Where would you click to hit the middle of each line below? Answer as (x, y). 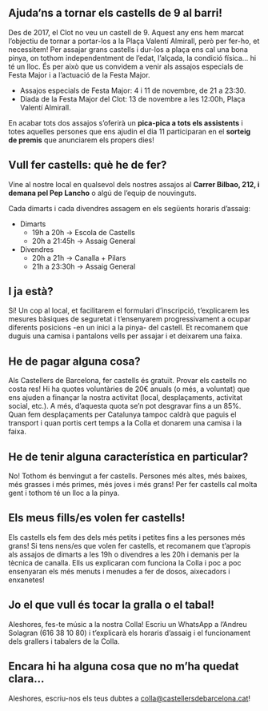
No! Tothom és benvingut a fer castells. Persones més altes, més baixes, (128, 476)
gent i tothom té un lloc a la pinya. (64, 493)
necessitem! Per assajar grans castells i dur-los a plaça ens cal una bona (128, 49)
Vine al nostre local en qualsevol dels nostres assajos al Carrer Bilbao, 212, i (134, 184)
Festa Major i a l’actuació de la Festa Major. (79, 74)
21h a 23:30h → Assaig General (84, 266)
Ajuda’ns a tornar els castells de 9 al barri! (115, 13)
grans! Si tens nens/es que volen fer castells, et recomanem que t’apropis (130, 545)
